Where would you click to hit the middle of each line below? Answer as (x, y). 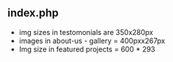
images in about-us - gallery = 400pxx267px (92, 41)
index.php (33, 13)
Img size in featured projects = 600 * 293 (87, 49)
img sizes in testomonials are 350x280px (86, 32)
